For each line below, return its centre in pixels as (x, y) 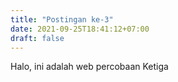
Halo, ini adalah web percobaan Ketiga (89, 67)
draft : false (37, 38)
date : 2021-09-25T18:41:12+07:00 (80, 29)
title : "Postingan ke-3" (62, 19)
